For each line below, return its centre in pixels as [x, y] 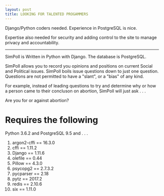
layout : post [18, 9]
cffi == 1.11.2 [24, 148]
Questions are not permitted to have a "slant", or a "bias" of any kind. [74, 76]
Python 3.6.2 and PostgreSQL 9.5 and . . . [47, 133]
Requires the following [52, 120]
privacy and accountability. [32, 42]
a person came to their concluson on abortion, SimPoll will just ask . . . [76, 91]
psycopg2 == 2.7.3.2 [33, 169]
